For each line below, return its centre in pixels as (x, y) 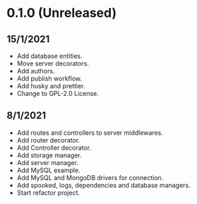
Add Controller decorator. (54, 148)
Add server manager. (47, 162)
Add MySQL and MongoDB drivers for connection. (90, 177)
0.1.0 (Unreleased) (62, 13)
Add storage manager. (49, 155)
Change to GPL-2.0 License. (58, 94)
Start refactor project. (48, 193)
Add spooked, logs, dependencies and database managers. (104, 185)
